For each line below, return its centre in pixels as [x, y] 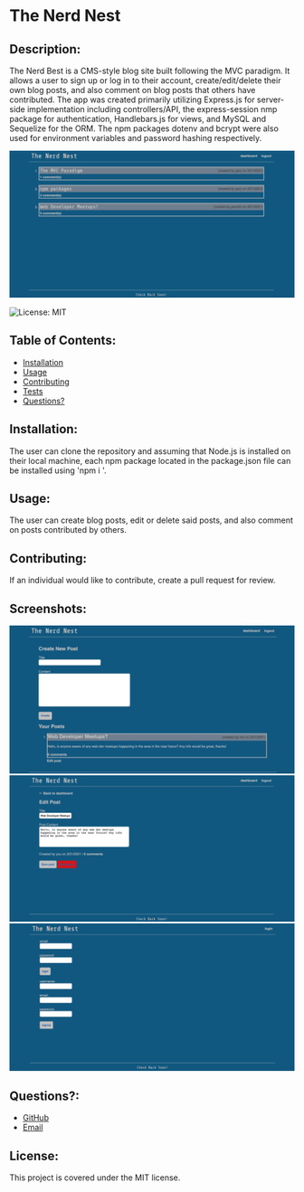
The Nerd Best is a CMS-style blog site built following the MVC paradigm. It [150, 71]
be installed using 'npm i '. [58, 470]
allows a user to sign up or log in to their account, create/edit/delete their [145, 80]
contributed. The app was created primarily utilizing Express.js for [132, 99]
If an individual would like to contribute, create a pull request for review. [142, 581]
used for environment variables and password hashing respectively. [136, 138]
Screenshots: [48, 608]
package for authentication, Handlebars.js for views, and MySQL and [138, 119]
